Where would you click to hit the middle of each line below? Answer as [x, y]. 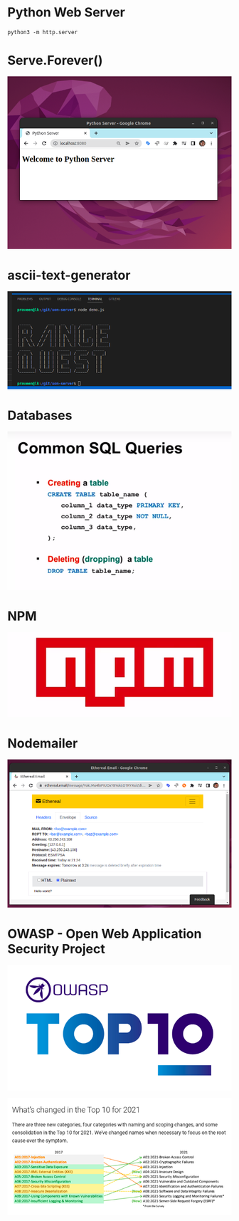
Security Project [56, 949]
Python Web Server [67, 12]
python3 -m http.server [43, 32]
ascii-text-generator [69, 275]
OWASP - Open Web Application [105, 934]
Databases [40, 415]
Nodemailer [43, 744]
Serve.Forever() [55, 61]
